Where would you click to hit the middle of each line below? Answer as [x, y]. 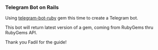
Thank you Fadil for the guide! [36, 42]
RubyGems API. [21, 33]
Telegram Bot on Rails [32, 7]
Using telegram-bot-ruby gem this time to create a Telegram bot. [72, 18]
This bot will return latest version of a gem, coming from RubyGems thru [79, 27]
